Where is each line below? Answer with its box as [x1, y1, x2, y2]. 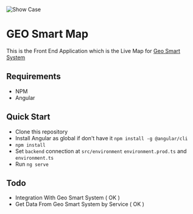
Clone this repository [15, 128, 68, 135]
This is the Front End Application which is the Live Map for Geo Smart [6, 47, 181, 54]
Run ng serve [15, 160, 49, 168]
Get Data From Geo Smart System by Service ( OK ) [15, 201, 145, 208]
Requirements [6, 71, 61, 82]
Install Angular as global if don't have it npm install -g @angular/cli [15, 134, 188, 141]
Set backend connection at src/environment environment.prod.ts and [15, 147, 187, 155]
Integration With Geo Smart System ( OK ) [15, 194, 121, 201]
